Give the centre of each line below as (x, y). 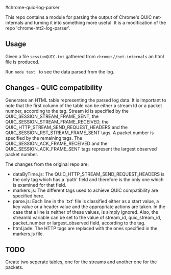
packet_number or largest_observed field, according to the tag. (79, 223)
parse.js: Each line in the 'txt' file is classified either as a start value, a (86, 201)
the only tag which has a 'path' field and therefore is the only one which (88, 179)
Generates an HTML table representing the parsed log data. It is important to (86, 100)
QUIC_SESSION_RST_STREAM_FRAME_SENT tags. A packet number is (80, 133)
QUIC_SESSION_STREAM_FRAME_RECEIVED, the (57, 121)
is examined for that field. (39, 185)
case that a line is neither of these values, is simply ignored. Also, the (85, 212)
